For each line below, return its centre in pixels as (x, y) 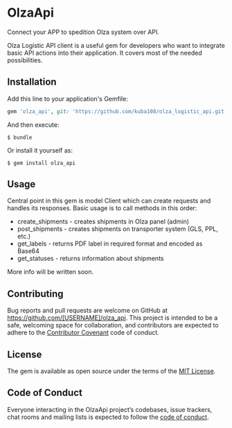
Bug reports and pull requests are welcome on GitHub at (88, 311)
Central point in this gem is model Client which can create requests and (109, 201)
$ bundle (20, 137)
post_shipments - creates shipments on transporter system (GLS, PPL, (117, 229)
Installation (32, 82)
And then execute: (33, 125)
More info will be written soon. (51, 272)
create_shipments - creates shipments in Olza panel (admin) (103, 222)
